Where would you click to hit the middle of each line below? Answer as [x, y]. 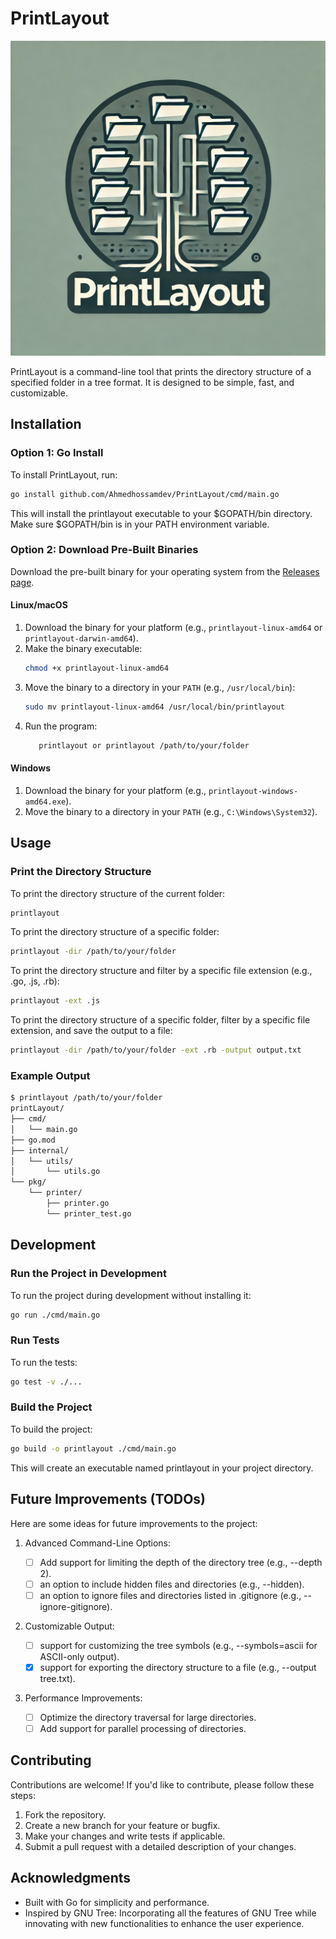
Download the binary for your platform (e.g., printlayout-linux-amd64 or [173, 627]
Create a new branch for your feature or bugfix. [122, 1825]
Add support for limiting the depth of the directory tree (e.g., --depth [181, 1562]
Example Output [50, 1075]
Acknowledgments [71, 1878]
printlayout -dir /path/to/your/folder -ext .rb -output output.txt [156, 1050]
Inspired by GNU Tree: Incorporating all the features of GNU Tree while [170, 1913]
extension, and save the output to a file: [91, 1031]
